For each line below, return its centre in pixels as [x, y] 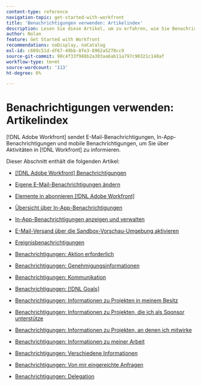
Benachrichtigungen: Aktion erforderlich [64, 254]
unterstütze [29, 318]
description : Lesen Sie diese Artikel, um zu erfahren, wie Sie [88, 28]
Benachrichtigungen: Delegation [54, 376]
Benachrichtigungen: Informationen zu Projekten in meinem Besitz [96, 300]
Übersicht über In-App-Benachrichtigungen [68, 208]
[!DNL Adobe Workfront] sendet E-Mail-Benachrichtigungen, [81, 137]
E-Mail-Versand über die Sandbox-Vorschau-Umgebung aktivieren [97, 231]
